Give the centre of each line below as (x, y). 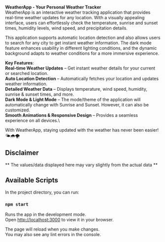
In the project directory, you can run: (42, 192)
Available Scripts (32, 180)
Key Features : (20, 63)
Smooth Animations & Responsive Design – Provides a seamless (71, 115)
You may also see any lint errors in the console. (53, 234)
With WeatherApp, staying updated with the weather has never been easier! (82, 130)
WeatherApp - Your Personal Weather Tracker (53, 7)
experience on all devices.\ (33, 121)
